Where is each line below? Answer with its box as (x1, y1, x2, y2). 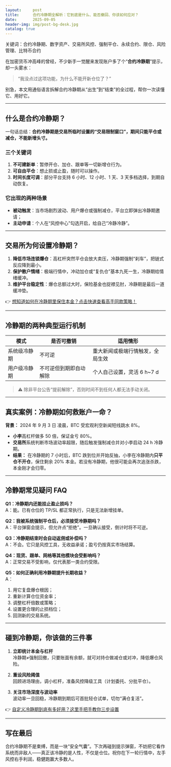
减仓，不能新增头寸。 (5, 135, 50, 141)
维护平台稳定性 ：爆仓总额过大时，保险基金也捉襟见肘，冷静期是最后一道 (12, 281, 164, 287)
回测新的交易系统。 (12, 612, 53, 618)
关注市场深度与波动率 (12, 689, 58, 695)
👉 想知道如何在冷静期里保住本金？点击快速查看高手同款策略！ (5, 298, 137, 304)
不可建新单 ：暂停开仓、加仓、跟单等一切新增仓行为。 (12, 161, 125, 167)
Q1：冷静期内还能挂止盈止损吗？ (5, 500, 73, 507)
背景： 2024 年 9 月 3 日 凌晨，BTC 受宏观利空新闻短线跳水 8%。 (5, 422, 143, 428)
